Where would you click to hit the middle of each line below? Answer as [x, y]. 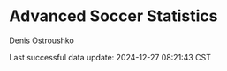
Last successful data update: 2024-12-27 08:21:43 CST [110, 57]
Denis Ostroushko [42, 40]
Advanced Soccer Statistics [113, 16]
